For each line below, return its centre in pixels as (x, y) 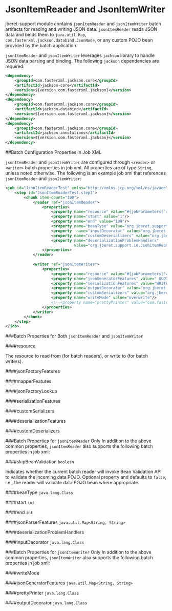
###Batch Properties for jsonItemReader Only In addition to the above (79, 441)
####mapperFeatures (28, 381)
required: (15, 66)
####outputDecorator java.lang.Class (46, 603)
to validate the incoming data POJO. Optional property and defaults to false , (86, 477)
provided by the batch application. (41, 45)
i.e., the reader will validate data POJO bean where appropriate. (72, 483)
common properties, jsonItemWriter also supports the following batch (79, 558)
